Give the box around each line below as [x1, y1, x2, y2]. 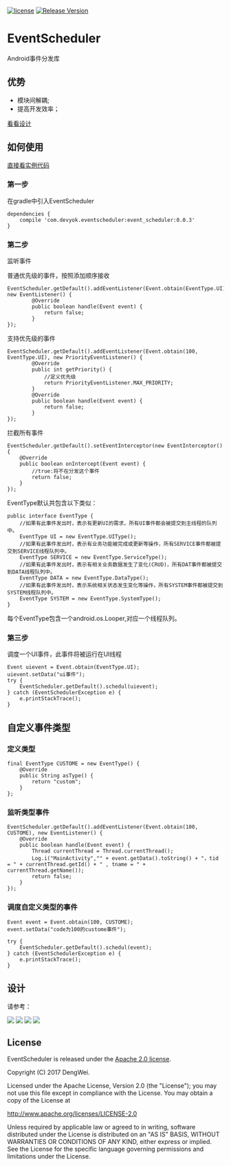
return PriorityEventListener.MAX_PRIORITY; [43, 380, 174, 387]
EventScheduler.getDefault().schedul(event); [19, 944, 153, 951]
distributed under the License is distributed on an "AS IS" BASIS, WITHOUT [7, 1130, 220, 1138]
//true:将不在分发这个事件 [32, 468, 100, 475]
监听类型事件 [7, 808, 50, 817]
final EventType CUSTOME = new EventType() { [7, 760, 140, 768]
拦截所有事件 [7, 429, 43, 437]
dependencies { [7, 210, 51, 217]
